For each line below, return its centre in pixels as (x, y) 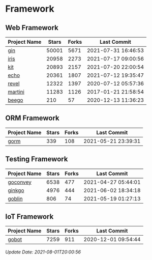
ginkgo (16, 190)
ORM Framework (32, 118)
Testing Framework (37, 159)
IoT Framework (29, 217)
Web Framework (32, 28)
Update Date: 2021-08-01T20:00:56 (43, 252)
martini (16, 92)
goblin (15, 198)
